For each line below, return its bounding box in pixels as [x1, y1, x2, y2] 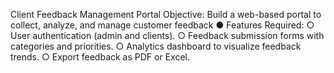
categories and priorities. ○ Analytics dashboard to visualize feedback [10, 40, 302, 52]
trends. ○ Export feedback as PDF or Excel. [10, 51, 190, 63]
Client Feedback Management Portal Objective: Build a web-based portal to [10, 9, 322, 20]
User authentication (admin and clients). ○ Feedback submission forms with [10, 30, 325, 41]
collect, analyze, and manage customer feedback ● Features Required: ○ [10, 19, 315, 31]
